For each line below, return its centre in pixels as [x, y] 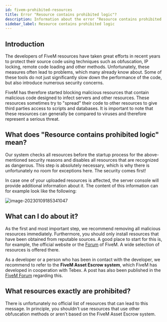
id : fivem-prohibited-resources [39, 10]
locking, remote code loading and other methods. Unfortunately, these [77, 67]
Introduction [25, 44]
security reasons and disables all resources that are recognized [93, 160]
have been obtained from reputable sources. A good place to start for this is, [84, 239]
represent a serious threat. [32, 119]
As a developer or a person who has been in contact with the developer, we [83, 259]
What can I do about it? [42, 217]
